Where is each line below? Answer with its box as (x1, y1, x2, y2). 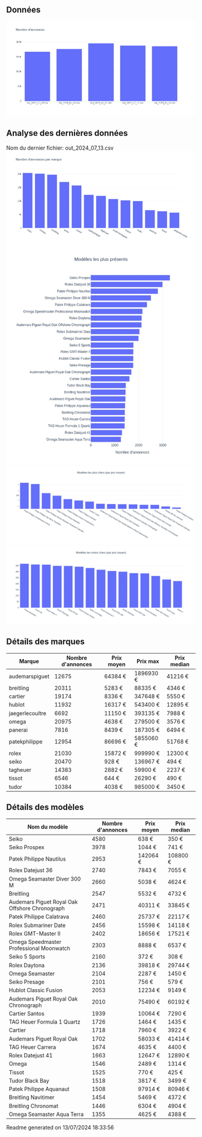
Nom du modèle (27, 823, 69, 830)
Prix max (136, 657, 159, 664)
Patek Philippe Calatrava (8, 913, 69, 920)
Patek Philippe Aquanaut (8, 1086, 70, 1093)
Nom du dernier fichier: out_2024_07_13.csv (6, 144, 114, 151)
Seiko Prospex (8, 843, 44, 850)
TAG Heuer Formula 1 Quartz (8, 1018, 81, 1025)
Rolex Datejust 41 (8, 1052, 53, 1059)
